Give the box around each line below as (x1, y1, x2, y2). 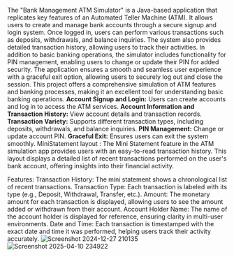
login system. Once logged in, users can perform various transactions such (7, 28, 224, 36)
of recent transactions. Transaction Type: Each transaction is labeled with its (7, 183, 228, 191)
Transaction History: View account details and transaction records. (7, 110, 203, 118)
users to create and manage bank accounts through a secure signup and (7, 21, 217, 29)
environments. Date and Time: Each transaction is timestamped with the (7, 220, 214, 228)
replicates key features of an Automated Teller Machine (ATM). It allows (7, 13, 213, 22)
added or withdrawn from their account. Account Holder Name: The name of (7, 205, 228, 213)
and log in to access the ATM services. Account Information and (7, 103, 195, 110)
